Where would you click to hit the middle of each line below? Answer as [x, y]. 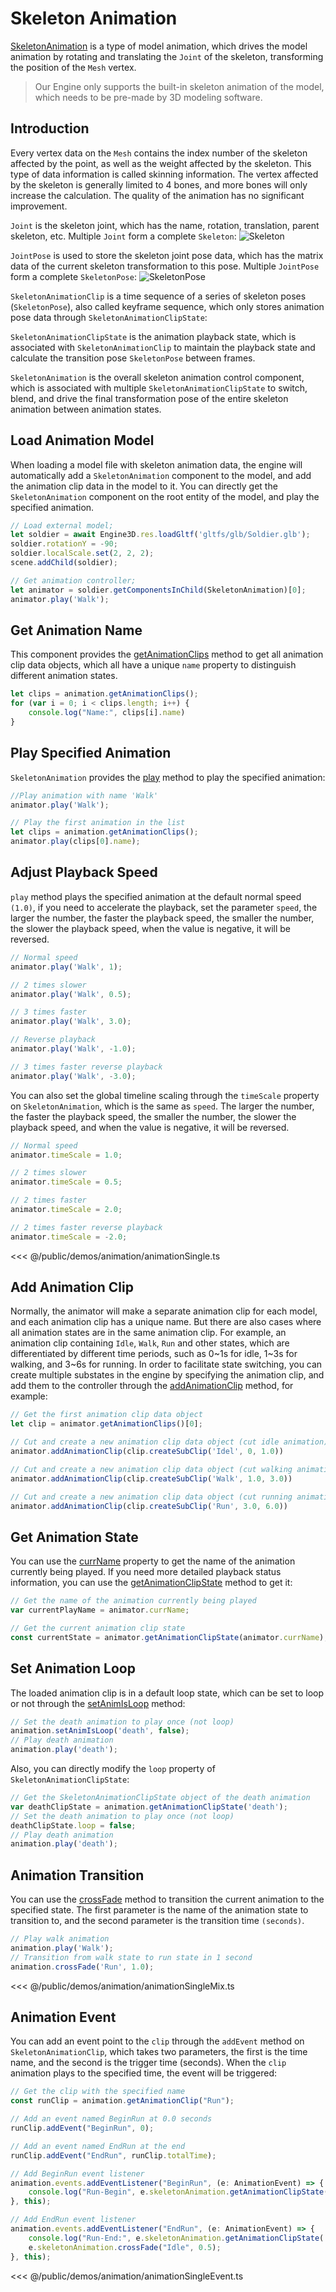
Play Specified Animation [91, 753]
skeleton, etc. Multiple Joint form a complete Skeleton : [123, 236]
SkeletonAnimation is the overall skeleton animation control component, [157, 377]
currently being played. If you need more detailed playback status [146, 1572]
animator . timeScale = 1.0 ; [66, 1155]
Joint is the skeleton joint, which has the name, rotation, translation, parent [165, 225]
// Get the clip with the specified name [98, 2092]
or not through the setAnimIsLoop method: [98, 1703]
